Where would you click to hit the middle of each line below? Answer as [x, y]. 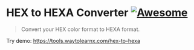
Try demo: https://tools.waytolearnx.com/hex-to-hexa [73, 40]
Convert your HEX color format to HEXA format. [80, 29]
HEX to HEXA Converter [67, 13]
